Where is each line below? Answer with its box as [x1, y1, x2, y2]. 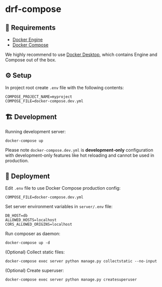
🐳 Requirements [5, 23, 56, 32]
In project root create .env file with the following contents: [5, 84, 124, 90]
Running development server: [5, 128, 66, 134]
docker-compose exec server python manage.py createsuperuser [5, 277, 137, 283]
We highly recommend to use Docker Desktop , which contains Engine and [5, 51, 158, 57]
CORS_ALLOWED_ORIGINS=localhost [5, 222, 72, 227]
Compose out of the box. [5, 57, 56, 63]
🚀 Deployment [5, 172, 50, 181]
